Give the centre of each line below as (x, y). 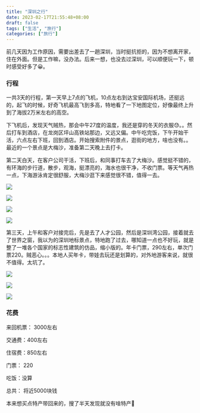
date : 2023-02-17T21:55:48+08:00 (48, 17)
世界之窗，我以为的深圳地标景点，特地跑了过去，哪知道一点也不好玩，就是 (102, 240)
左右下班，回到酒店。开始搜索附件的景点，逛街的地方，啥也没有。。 (109, 140)
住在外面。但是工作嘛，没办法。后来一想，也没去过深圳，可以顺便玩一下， (97, 59)
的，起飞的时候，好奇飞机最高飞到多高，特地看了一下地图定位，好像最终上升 (100, 105)
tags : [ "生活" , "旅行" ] (34, 28)
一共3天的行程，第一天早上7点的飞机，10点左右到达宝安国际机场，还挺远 (96, 98)
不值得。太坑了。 (27, 263)
